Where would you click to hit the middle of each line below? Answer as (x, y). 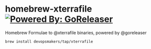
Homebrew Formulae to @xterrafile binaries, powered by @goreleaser (76, 33)
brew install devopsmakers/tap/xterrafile (49, 41)
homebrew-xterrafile (49, 9)
